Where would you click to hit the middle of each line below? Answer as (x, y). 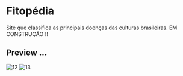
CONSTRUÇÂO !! (27, 34)
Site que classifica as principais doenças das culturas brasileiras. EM (92, 28)
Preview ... (27, 53)
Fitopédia (30, 11)
